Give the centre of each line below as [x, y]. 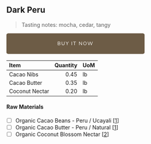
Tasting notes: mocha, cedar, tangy [66, 24]
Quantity [66, 65]
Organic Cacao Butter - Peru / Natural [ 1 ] [67, 127]
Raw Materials [25, 107]
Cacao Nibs [24, 74]
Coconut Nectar [29, 92]
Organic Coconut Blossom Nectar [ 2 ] [62, 134]
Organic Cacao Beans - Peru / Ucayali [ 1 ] [67, 120]
